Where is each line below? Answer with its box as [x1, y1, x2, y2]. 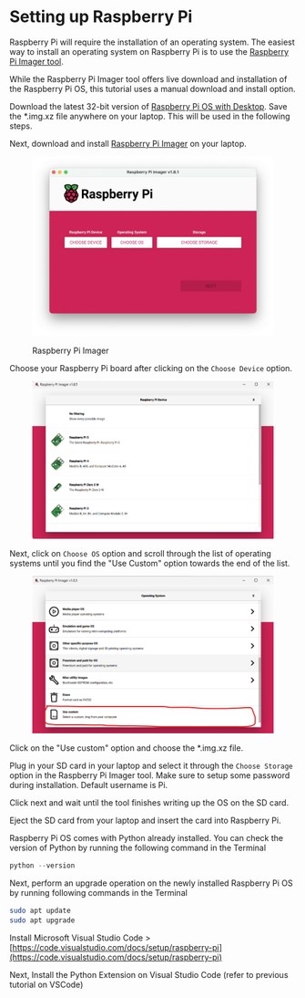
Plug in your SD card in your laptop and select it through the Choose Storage [9, 760, 293, 772]
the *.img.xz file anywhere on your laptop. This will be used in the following [9, 110, 290, 121]
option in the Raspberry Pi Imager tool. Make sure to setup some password [9, 770, 290, 781]
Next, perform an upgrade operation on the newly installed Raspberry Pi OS [9, 878, 293, 889]
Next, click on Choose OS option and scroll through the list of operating [9, 547, 271, 558]
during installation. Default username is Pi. [9, 780, 168, 791]
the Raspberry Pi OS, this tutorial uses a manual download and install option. [9, 83, 296, 94]
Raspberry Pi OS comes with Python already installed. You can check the [9, 833, 284, 844]
